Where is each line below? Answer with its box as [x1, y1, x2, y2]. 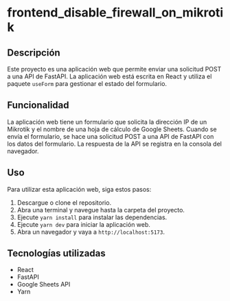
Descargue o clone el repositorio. [16, 198, 112, 207]
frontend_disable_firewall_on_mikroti [7, 5, 224, 21]
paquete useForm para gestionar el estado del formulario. [7, 80, 167, 87]
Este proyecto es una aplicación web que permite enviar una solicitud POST [7, 65, 222, 73]
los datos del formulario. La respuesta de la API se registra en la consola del [7, 140, 222, 148]
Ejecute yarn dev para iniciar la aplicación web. [16, 220, 151, 228]
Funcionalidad [7, 100, 70, 111]
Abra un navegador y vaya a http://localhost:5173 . [16, 227, 165, 236]
